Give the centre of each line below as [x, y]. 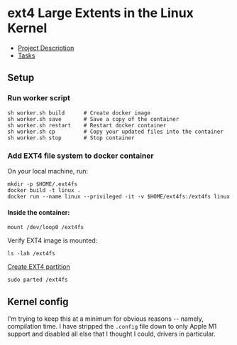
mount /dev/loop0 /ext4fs [45, 228]
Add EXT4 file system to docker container [81, 156]
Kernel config [38, 301]
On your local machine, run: [48, 171]
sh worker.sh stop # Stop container [71, 138]
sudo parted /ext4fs [38, 280]
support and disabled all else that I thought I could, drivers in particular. [111, 334]
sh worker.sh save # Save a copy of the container [93, 119]
